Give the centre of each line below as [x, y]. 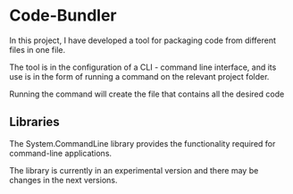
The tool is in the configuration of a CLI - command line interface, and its [143, 67]
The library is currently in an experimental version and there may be [134, 170]
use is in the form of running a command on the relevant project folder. [139, 76]
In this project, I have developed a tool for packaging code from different [143, 40]
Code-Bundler [63, 16]
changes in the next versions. [63, 180]
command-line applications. [61, 153]
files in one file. [37, 49]
